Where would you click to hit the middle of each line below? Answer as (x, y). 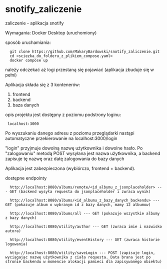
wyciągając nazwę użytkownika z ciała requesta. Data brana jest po (78, 257)
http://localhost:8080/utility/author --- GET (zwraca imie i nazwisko (86, 226)
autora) (13, 231)
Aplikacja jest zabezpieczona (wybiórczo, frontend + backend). (70, 168)
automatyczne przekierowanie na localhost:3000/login (61, 138)
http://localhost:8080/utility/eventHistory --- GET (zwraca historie (85, 239)
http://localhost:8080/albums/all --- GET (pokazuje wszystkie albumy (85, 213)
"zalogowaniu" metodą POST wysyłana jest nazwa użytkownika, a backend (83, 153)
